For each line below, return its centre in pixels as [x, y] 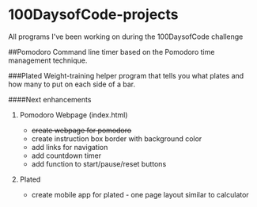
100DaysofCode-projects [94, 15]
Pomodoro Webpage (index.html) [74, 115]
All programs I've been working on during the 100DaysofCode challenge [126, 36]
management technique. [48, 60]
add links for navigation [70, 147]
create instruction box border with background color [117, 138]
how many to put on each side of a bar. [72, 84]
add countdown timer [66, 155]
